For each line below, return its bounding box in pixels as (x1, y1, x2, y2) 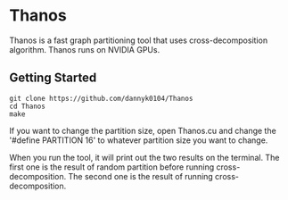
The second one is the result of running (68, 171, 214, 181)
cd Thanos (9, 102, 46, 111)
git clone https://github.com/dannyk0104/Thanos (9, 94, 193, 103)
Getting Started (9, 71, 97, 86)
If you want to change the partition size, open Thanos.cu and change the (9, 125, 276, 136)
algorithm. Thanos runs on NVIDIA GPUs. (9, 44, 160, 54)
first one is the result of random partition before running (9, 162, 215, 172)
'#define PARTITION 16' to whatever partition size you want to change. (9, 135, 268, 146)
